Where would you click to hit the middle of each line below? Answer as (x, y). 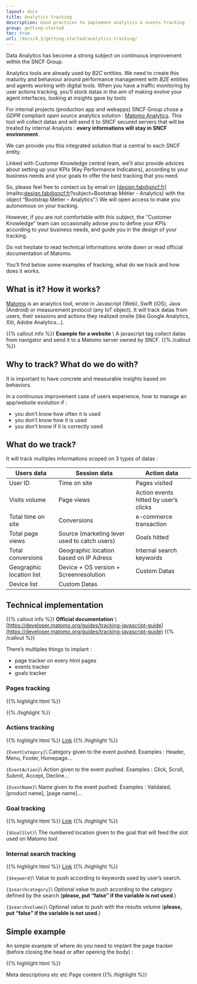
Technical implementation (55, 605)
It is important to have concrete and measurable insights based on (86, 378)
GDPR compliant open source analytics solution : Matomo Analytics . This (94, 116)
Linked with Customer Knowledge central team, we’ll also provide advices (95, 163)
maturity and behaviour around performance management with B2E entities (97, 79)
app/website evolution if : (37, 402)
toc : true (18, 33)
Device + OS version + (89, 568)
